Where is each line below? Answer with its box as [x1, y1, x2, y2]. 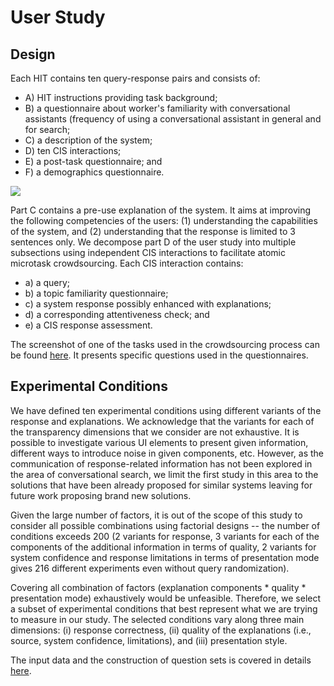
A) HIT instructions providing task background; [24, 92, 218, 103]
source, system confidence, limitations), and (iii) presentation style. [10, 634, 288, 646]
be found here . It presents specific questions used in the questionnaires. [10, 349, 309, 361]
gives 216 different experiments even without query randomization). [10, 562, 290, 574]
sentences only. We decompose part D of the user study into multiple [10, 236, 297, 248]
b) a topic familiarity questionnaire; [24, 287, 169, 299]
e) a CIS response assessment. [24, 319, 153, 331]
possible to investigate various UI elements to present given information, [10, 436, 309, 448]
